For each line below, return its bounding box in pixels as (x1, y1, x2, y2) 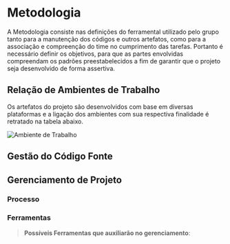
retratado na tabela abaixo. (7, 117, 84, 125)
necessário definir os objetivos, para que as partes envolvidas (7, 50, 184, 58)
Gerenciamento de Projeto (7, 174, 123, 185)
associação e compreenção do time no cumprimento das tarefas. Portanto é (7, 42, 224, 50)
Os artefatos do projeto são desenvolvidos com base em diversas (7, 102, 194, 111)
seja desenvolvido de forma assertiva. (7, 64, 116, 72)
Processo (7, 194, 40, 204)
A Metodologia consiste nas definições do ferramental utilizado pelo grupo (7, 28, 219, 36)
